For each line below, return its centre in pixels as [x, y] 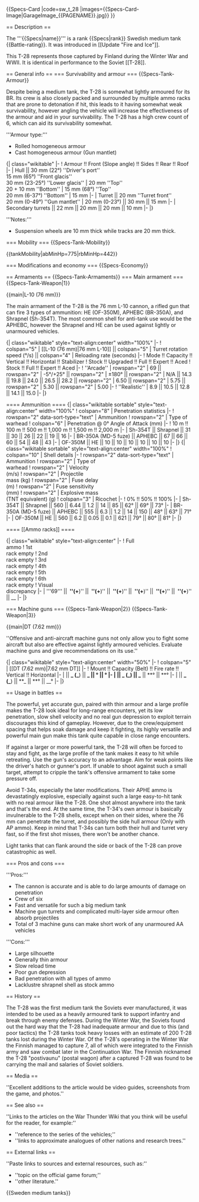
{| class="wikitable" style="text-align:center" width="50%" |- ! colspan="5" [99, 662]
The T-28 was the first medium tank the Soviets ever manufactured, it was [97, 1008]
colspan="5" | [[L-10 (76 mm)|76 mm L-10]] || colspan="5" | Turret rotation [97, 349]
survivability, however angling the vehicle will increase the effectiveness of [97, 110]
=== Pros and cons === [36, 863]
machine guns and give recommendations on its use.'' [72, 651]
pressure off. [22, 778]
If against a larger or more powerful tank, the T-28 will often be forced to [94, 747]
